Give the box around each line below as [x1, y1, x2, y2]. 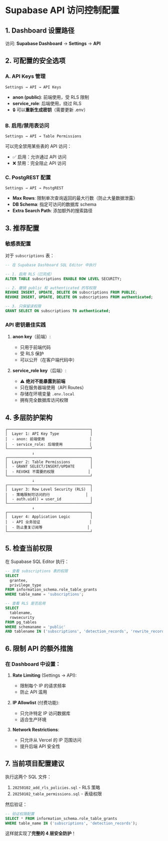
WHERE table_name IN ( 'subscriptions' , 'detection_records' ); [5, 820, 137, 826]
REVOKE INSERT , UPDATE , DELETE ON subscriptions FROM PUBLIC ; [5, 290, 137, 295]
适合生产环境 [19, 716, 46, 722]
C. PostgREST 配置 [5, 174, 51, 181]
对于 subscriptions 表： [5, 252, 54, 258]
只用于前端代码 [19, 344, 51, 350]
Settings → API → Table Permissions [5, 134, 81, 139]
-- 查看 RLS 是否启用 [5, 601, 46, 606]
